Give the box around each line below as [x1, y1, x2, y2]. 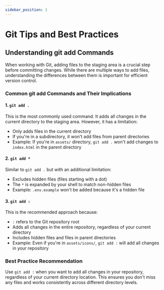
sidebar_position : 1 [5, 7, 48, 12]
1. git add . [5, 102, 30, 108]
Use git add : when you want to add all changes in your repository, [5, 269, 144, 275]
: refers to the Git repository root [12, 219, 80, 225]
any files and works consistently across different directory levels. [5, 280, 138, 286]
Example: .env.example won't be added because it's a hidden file [12, 187, 145, 193]
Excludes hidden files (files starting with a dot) [12, 176, 108, 182]
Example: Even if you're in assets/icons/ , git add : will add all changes [12, 240, 160, 246]
